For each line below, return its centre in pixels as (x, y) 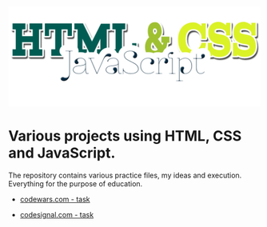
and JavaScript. (62, 153)
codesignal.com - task (57, 214)
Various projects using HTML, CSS (125, 136)
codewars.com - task (55, 199)
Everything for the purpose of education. (76, 183)
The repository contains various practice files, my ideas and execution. (125, 175)
